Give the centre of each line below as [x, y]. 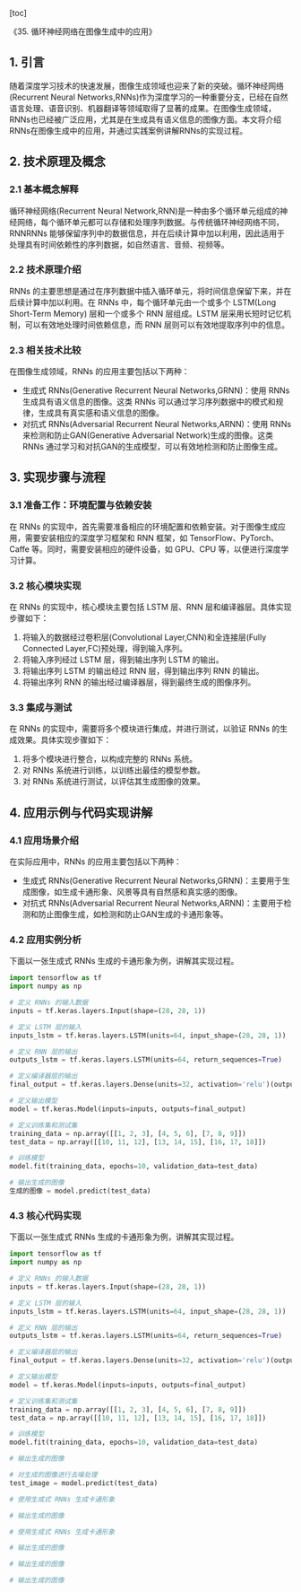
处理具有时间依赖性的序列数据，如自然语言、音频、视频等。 [119, 244]
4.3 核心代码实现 [46, 1215]
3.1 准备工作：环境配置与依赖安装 [81, 505]
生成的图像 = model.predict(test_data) [80, 1191]
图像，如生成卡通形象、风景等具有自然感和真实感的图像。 [136, 892]
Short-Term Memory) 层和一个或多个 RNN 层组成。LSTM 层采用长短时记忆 [146, 313]
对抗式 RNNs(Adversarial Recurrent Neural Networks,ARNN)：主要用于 [153, 903]
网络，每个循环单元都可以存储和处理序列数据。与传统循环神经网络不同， [150, 222]
